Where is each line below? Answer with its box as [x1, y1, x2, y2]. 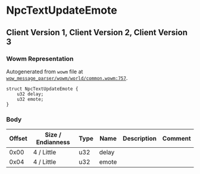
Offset [9, 135, 28, 143]
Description [123, 135, 157, 143]
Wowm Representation [6, 54, 74, 63]
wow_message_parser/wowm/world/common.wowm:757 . [6, 74, 128, 81]
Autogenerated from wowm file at [6, 68, 83, 75]
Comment [162, 135, 191, 143]
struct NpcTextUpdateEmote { [6, 86, 79, 92]
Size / [44, 130, 61, 139]
